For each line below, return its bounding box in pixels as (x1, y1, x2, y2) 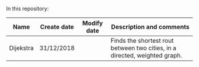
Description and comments (111, 23, 190, 31)
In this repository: (6, 5, 49, 12)
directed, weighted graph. (110, 52, 182, 59)
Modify (82, 19, 103, 27)
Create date (40, 23, 74, 31)
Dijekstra (9, 44, 34, 52)
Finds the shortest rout (110, 37, 174, 44)
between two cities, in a (110, 44, 176, 52)
